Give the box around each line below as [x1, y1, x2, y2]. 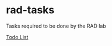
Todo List [6, 33, 29, 40]
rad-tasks [6, 3, 55, 17]
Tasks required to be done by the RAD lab [6, 22, 106, 29]
